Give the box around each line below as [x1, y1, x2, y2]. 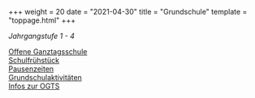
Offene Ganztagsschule [8, 47, 88, 56]
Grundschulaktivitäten [8, 73, 83, 82]
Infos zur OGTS [8, 81, 60, 91]
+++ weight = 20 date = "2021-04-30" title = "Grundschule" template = [8, 7, 248, 16]
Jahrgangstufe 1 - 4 [8, 32, 76, 40]
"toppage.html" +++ [8, 15, 76, 25]
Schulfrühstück [8, 56, 59, 65]
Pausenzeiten [8, 64, 54, 74]
